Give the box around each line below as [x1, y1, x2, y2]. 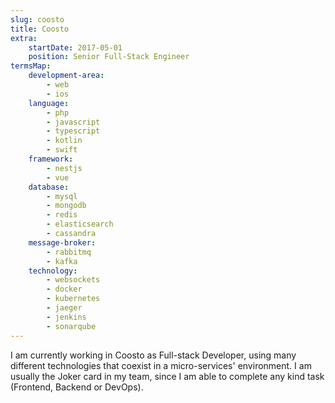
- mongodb [46, 201, 87, 211]
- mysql [46, 191, 78, 201]
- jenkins [46, 312, 87, 322]
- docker [46, 284, 83, 295]
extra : [10, 33, 38, 43]
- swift [46, 145, 78, 155]
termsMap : [10, 61, 52, 71]
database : [28, 182, 70, 192]
